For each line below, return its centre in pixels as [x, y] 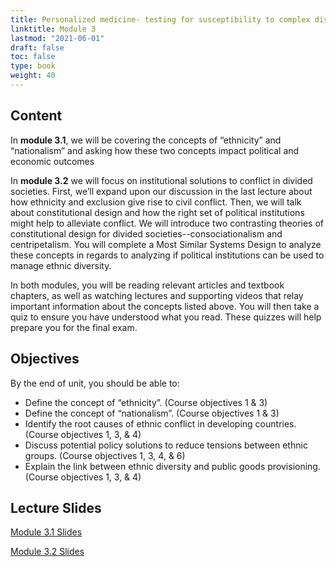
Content [36, 116]
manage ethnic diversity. [61, 265]
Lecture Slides [56, 507]
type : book [33, 66]
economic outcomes [52, 161]
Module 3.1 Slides [46, 532]
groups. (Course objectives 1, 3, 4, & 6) [105, 455]
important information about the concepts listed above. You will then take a [165, 306]
